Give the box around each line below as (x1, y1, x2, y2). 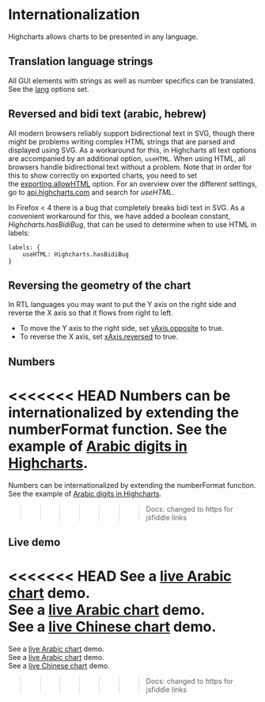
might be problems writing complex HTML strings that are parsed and (8, 136, 236, 146)
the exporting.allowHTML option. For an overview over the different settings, (8, 178, 257, 188)
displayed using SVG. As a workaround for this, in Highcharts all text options (8, 145, 257, 155)
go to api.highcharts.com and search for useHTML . (8, 187, 175, 197)
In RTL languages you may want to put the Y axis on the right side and (8, 300, 237, 309)
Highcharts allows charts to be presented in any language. (8, 32, 199, 41)
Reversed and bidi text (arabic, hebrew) (8, 107, 207, 121)
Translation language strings (8, 55, 153, 68)
